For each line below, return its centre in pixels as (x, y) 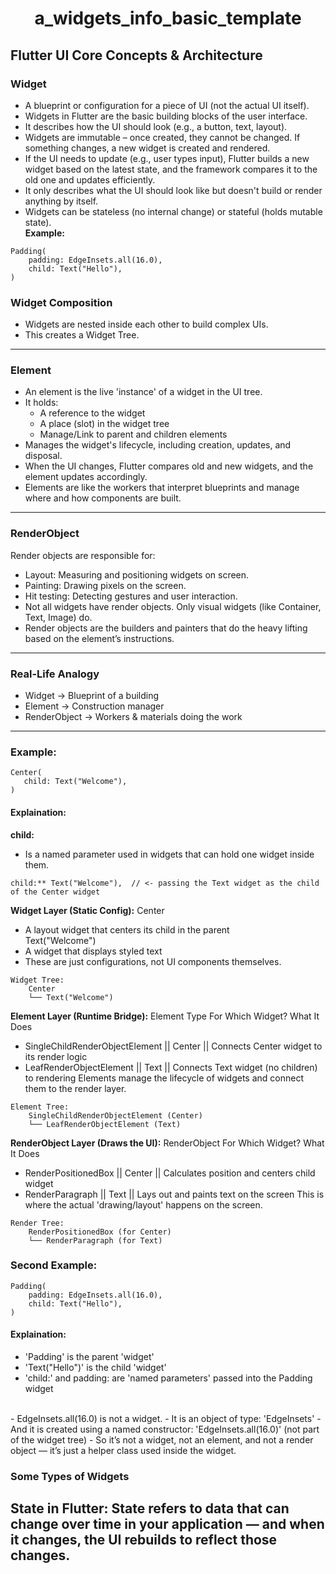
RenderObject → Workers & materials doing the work (133, 717)
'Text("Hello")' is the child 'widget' (95, 1368)
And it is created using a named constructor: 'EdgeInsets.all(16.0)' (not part (165, 1429)
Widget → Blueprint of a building (92, 696)
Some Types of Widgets (70, 1476)
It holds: (41, 403)
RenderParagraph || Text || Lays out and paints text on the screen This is (174, 1194)
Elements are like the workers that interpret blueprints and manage (162, 488)
